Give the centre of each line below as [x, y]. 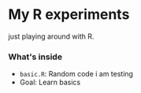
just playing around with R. [51, 36]
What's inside [35, 57]
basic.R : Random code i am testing [76, 74]
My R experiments [69, 15]
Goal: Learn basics [50, 82]
